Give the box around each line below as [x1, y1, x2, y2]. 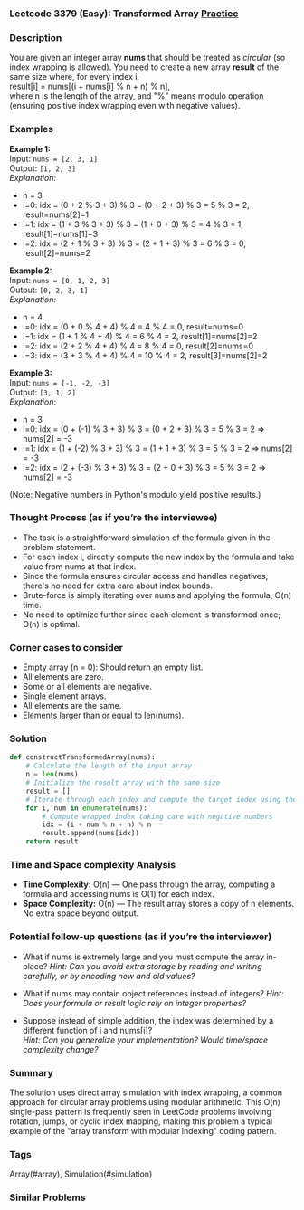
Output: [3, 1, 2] [9, 386, 77, 397]
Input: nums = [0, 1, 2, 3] [9, 274, 110, 285]
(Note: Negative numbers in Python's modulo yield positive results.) [9, 489, 261, 500]
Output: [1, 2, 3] [9, 162, 77, 174]
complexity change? [22, 1043, 99, 1054]
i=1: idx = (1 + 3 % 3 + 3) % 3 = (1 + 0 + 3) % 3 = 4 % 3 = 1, [22, 218, 244, 229]
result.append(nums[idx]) [42, 829, 140, 838]
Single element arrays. [22, 691, 107, 701]
